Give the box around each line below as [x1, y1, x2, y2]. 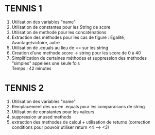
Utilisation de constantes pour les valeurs [11, 109, 95, 115]
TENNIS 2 [4, 83, 44, 94]
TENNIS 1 [4, 3, 42, 14]
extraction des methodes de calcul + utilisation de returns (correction [11, 119, 151, 125]
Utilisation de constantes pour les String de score [11, 24, 111, 30]
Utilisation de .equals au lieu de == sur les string [11, 45, 108, 51]
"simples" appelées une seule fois [11, 60, 80, 66]
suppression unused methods [11, 114, 71, 119]
